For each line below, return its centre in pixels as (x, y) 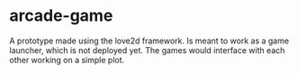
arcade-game (61, 16)
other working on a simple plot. (67, 60)
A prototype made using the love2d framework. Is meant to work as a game (149, 41)
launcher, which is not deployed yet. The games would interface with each (147, 50)
